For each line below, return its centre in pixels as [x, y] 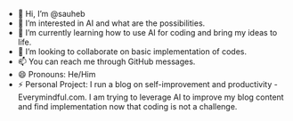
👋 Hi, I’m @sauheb [52, 14]
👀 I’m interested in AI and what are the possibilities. [111, 23]
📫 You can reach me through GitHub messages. [106, 61]
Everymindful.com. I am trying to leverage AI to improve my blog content [151, 97]
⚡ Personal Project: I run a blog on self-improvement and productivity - [147, 84]
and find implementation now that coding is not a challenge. [127, 106]
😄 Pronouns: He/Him [57, 74]
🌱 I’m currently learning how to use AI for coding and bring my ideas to [147, 32]
